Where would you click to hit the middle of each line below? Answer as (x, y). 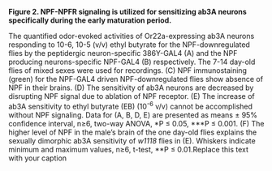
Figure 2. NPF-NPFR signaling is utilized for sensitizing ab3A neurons (128, 12)
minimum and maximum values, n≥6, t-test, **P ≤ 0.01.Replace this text (129, 149)
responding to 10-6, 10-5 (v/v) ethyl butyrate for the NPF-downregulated (129, 45)
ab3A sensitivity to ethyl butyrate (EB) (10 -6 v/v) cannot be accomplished (131, 106)
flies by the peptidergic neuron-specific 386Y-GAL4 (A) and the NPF (123, 53)
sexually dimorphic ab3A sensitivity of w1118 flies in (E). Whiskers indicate (132, 140)
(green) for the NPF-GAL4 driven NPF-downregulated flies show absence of (136, 79)
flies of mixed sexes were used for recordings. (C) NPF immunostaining (128, 71)
